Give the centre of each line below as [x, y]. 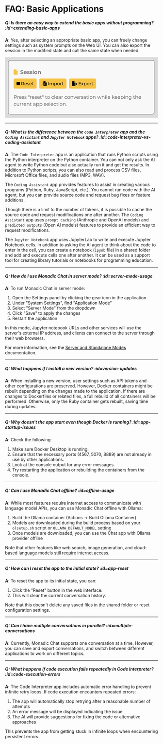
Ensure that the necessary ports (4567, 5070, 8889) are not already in [82, 454]
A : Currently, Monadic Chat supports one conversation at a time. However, [80, 643]
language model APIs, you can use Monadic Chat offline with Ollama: [74, 508]
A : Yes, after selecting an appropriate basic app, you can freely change [76, 40]
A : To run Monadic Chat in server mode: [45, 288]
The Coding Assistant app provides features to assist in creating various [78, 184]
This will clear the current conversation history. [59, 595]
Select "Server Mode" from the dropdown [54, 308]
